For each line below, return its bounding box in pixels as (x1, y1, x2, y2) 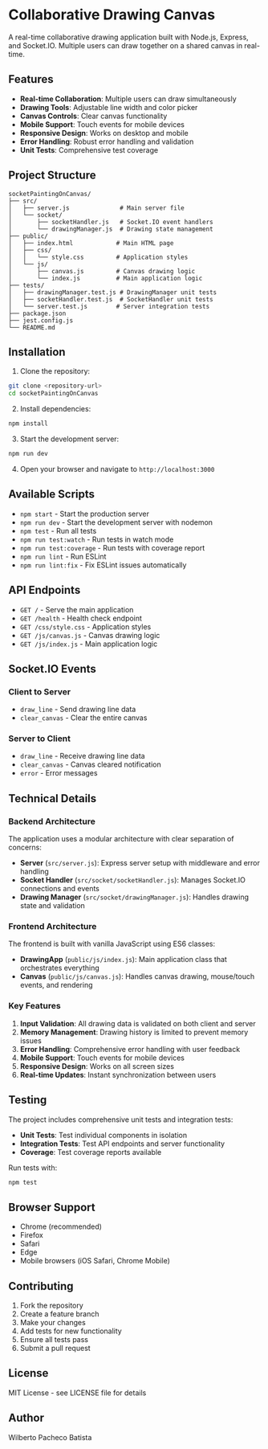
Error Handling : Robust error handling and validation (19, 137, 194, 146)
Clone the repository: (19, 366, 91, 376)
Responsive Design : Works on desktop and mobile (19, 128, 189, 137)
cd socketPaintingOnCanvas (8, 390, 99, 398)
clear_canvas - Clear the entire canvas (19, 713, 148, 722)
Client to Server (8, 686, 71, 697)
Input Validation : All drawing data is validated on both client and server (19, 1018, 257, 1028)
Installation (8, 345, 66, 358)
